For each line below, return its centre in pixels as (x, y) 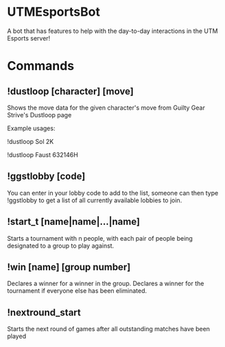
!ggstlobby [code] (46, 177)
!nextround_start (44, 312)
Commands (41, 66)
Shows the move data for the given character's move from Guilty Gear (106, 108)
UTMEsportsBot (54, 12)
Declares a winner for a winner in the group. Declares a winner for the (106, 284)
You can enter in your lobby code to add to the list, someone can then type (113, 193)
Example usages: (31, 128)
